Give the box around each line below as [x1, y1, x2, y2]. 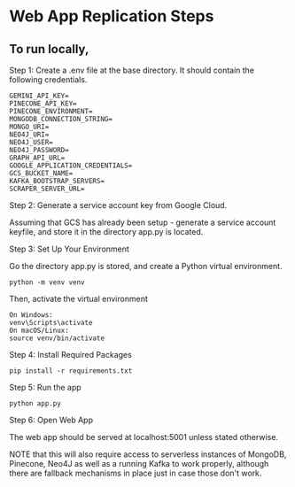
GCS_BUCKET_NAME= [9, 169, 74, 178]
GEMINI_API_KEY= [9, 91, 69, 100]
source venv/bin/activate [9, 334, 105, 343]
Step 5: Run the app [9, 383, 82, 392]
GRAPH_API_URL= [9, 153, 66, 162]
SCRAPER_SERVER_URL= [9, 184, 86, 193]
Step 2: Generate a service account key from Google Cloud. [9, 200, 228, 210]
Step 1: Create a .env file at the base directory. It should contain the [9, 65, 255, 75]
